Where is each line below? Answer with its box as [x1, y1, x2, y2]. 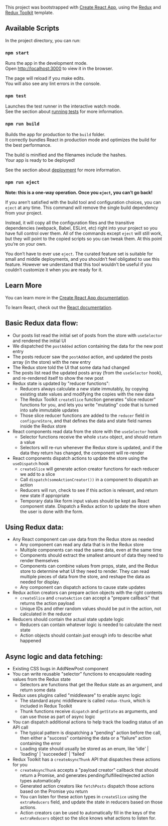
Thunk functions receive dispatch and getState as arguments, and [20, 708, 157, 714]
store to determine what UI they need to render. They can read [20, 568, 149, 574]
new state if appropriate [20, 492, 70, 498]
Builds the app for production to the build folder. [5, 131, 106, 137]
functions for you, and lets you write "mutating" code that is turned [20, 401, 159, 407]
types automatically [20, 778, 61, 784]
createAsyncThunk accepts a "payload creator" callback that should [20, 767, 158, 773]
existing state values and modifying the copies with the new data [20, 391, 154, 397]
